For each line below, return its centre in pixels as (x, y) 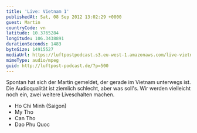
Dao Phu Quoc (32, 125)
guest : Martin (23, 22)
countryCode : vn (26, 28)
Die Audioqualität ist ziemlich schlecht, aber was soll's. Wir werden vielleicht (98, 89)
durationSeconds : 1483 (34, 44)
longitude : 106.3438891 (35, 38)
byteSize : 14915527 (30, 50)
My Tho (24, 112)
